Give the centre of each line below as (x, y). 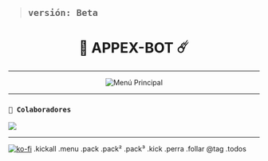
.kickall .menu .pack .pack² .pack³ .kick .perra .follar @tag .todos (140, 148)
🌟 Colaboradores (40, 110)
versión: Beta (63, 13)
